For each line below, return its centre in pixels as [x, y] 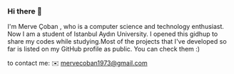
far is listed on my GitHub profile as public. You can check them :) [104, 49]
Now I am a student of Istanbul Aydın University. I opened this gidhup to [113, 34]
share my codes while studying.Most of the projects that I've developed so [117, 42]
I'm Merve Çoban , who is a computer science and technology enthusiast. [116, 27]
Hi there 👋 [25, 11]
